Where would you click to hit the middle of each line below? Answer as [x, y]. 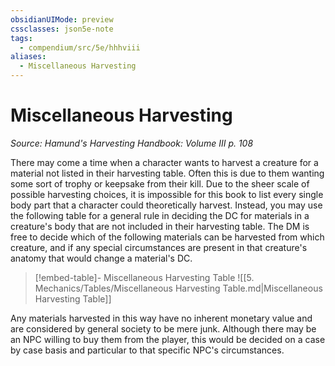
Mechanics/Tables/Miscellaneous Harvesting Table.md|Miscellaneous [178, 288]
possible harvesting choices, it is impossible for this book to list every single [167, 194]
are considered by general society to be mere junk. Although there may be [163, 328]
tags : [21, 38]
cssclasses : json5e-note [62, 29]
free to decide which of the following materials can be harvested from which [167, 237]
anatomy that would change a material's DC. [101, 258]
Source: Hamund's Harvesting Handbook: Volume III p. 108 [132, 143]
